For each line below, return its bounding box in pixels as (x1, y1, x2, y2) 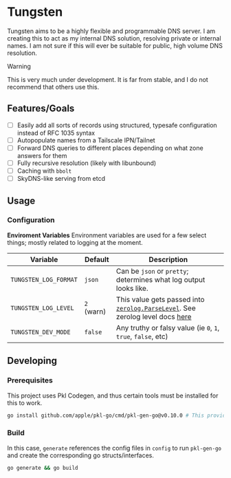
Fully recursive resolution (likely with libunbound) (16, 159, 157, 167)
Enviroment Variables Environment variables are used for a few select (7, 231, 207, 239)
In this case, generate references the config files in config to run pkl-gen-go (7, 444, 222, 452)
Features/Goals (7, 102, 75, 114)
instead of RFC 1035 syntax (16, 129, 96, 137)
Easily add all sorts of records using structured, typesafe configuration (16, 121, 218, 129)
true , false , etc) (115, 332, 168, 341)
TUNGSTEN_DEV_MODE (10, 328, 71, 336)
